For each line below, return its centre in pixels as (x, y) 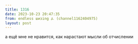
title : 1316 (17, 9)
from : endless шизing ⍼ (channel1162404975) (51, 18)
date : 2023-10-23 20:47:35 (32, 14)
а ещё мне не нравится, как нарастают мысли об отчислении (69, 37)
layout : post (18, 23)
